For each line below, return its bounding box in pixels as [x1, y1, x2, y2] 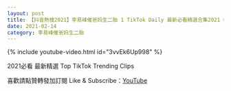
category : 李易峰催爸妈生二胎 [7, 29, 85, 36]
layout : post [7, 10, 45, 17]
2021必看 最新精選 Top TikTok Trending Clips [7, 62, 135, 70]
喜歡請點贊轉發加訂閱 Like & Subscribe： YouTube [7, 77, 148, 85]
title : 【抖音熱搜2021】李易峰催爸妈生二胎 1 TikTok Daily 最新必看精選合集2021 [7, 16, 221, 23]
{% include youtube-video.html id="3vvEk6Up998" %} [7, 48, 163, 56]
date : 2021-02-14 [7, 23, 57, 29]
